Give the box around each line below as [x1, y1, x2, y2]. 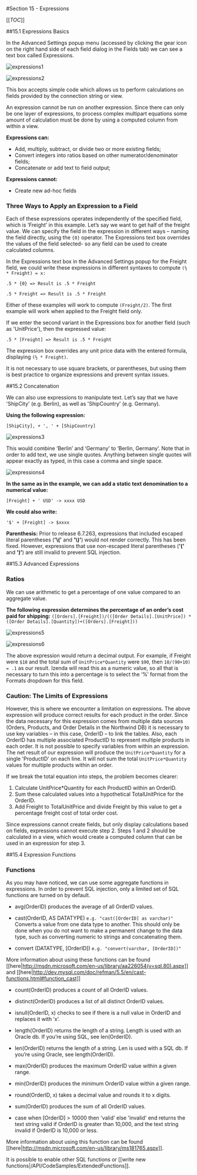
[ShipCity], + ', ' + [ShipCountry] [6, 423, 96, 429]
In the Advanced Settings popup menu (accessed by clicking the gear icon [6, 40, 187, 46]
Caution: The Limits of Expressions [6, 691, 108, 700]
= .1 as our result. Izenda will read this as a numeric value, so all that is [6, 664, 179, 671]
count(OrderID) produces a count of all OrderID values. [14, 986, 148, 993]
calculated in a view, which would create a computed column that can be [6, 833, 182, 840]
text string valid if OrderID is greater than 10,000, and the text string [14, 1121, 179, 1128]
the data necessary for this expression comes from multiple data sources [6, 717, 183, 724]
